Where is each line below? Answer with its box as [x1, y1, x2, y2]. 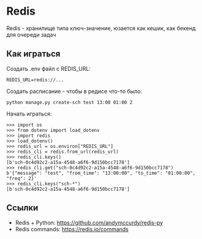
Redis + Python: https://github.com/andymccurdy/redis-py [15, 219, 163, 226]
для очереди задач [6, 31, 56, 38]
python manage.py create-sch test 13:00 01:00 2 [6, 99, 133, 105]
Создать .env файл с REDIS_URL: [6, 65, 91, 72]
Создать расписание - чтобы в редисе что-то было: [6, 87, 143, 95]
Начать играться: [6, 110, 52, 117]
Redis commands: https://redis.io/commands [15, 225, 129, 233]
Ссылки [6, 203, 39, 213]
